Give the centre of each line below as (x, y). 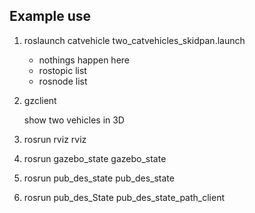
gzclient (40, 100)
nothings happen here (84, 60)
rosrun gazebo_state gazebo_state (95, 158)
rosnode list (63, 81)
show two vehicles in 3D (74, 120)
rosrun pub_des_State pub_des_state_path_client (124, 197)
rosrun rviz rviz (55, 139)
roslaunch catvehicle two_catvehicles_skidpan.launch (134, 40)
